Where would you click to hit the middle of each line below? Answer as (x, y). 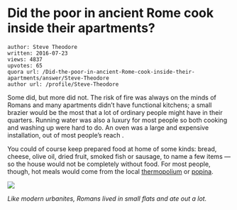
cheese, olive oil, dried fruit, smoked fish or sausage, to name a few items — (119, 156)
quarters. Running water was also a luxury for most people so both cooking (117, 120)
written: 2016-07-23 (38, 53)
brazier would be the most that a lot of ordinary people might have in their (115, 112)
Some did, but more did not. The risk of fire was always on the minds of (112, 97)
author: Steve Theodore (43, 47)
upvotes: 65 (25, 65)
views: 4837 (25, 59)
